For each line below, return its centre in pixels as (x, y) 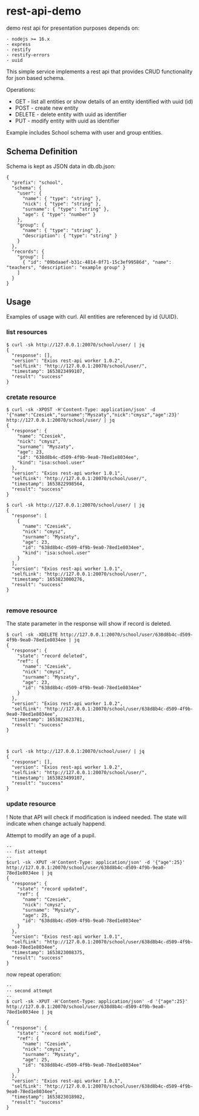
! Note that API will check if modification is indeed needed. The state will (96, 817)
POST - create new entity (47, 108)
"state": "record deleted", (52, 656)
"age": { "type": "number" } (59, 214)
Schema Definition (42, 152)
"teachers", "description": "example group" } (66, 267)
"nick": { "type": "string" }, (62, 204)
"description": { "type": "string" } (70, 236)
